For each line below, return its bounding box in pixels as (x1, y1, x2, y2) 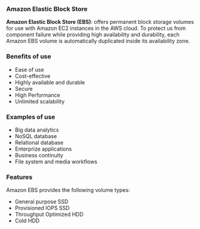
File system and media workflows (14, 158, 97, 165)
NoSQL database (14, 132, 57, 139)
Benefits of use (6, 53, 51, 61)
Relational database (14, 139, 64, 146)
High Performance (14, 91, 61, 99)
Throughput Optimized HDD (14, 211, 84, 218)
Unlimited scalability (14, 97, 65, 105)
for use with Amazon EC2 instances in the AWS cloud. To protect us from (6, 25, 186, 32)
